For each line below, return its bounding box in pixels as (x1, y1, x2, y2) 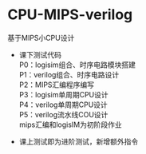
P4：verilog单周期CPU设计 (18, 100, 109, 109)
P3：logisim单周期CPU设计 (18, 89, 109, 99)
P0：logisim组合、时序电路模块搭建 (18, 60, 136, 69)
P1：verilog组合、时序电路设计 (18, 69, 120, 79)
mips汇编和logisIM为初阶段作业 (18, 120, 122, 129)
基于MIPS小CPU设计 (7, 33, 75, 42)
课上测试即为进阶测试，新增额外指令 (18, 136, 139, 146)
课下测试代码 (18, 49, 61, 59)
